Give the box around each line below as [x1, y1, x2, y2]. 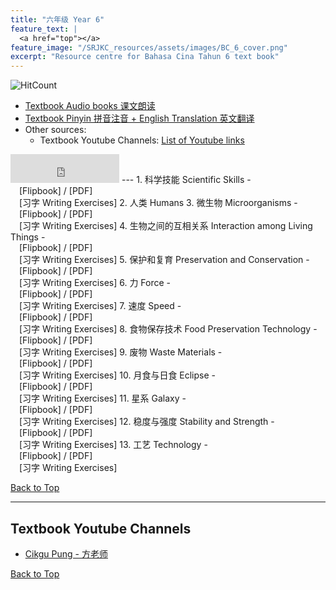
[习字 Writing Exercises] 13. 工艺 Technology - [19, 439, 208, 451]
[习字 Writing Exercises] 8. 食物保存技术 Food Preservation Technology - [19, 323, 318, 335]
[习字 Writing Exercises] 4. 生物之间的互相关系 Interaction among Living [19, 220, 313, 232]
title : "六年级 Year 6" [10, 14, 105, 25]
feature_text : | [10, 24, 78, 34]
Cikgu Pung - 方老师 [24, 547, 108, 560]
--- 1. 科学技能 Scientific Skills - [121, 174, 252, 186]
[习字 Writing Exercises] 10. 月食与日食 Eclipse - [19, 369, 217, 381]
